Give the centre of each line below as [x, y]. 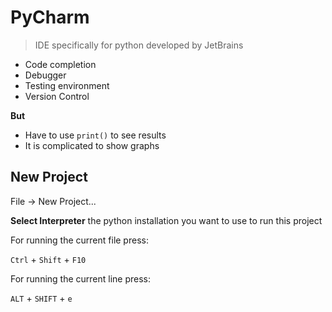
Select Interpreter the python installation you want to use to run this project [166, 220]
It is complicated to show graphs [92, 145]
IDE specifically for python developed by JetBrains [139, 45]
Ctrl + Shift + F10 [48, 259]
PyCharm [50, 17]
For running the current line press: [81, 278]
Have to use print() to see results [95, 135]
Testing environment [67, 85]
